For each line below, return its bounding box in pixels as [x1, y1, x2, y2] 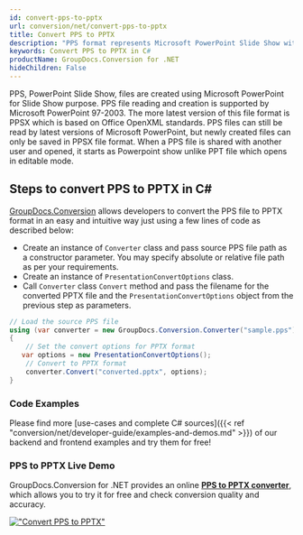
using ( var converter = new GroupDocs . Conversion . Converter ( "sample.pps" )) [9, 326, 300, 335]
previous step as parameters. [22, 300, 132, 310]
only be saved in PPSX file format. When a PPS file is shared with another [9, 136, 282, 147]
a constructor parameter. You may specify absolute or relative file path [22, 252, 285, 263]
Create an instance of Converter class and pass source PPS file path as [22, 242, 288, 253]
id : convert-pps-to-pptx [9, 13, 103, 23]
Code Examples [9, 397, 79, 410]
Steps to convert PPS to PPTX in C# [9, 181, 213, 197]
